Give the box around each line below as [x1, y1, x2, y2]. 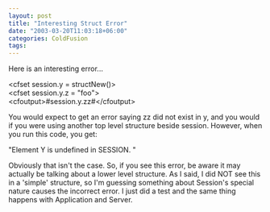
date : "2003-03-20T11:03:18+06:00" [8, 27, 128, 35]
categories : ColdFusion [8, 34, 89, 43]
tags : [8, 42, 27, 50]
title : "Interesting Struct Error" [8, 19, 128, 27]
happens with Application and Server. [8, 195, 133, 205]
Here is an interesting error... [8, 64, 103, 73]
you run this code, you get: [8, 130, 98, 139]
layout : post [8, 11, 52, 20]
